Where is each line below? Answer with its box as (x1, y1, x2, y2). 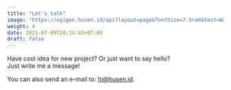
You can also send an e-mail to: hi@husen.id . (7, 75, 135, 83)
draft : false (7, 36, 45, 43)
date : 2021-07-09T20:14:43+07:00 (7, 29, 103, 36)
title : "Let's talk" (7, 10, 67, 17)
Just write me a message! (7, 62, 80, 70)
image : (7, 16, 26, 23)
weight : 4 (7, 23, 36, 30)
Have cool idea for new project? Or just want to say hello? (7, 54, 170, 63)
